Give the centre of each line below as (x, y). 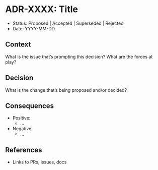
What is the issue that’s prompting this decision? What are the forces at (79, 56)
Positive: (21, 118)
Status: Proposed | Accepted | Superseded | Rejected (68, 23)
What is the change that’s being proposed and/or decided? (66, 90)
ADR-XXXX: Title (42, 9)
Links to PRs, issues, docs (39, 162)
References (24, 150)
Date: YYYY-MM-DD (34, 28)
